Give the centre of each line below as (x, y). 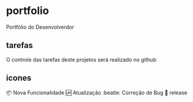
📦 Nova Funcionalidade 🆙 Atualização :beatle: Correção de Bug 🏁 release (97, 93)
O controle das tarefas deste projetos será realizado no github (81, 59)
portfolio (28, 11)
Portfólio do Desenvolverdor (40, 27)
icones (19, 78)
